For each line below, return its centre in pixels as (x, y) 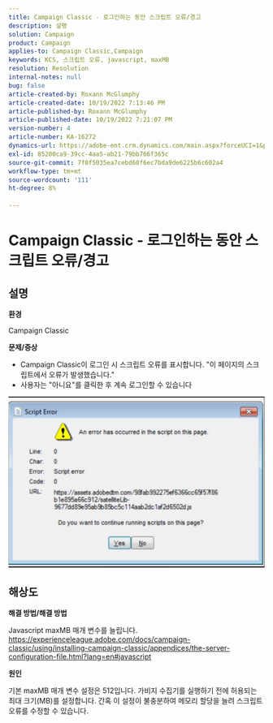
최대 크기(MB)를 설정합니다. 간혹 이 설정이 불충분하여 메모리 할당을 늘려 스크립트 (136, 701)
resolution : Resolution (49, 69)
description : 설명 (38, 26)
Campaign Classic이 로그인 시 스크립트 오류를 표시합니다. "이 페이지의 (132, 364)
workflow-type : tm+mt (45, 171)
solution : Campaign (41, 34)
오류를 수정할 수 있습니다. (49, 711)
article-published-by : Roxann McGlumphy (78, 111)
